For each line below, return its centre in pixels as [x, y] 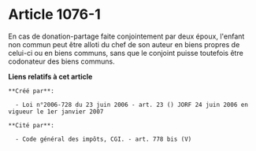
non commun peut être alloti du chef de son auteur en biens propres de [124, 44]
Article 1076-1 [54, 15]
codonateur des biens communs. [62, 61]
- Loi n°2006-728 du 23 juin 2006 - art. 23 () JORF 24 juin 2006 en [132, 105]
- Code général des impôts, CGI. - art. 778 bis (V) [104, 139]
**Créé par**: [32, 91]
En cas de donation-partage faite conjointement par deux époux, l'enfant [126, 36]
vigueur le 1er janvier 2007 [56, 112]
